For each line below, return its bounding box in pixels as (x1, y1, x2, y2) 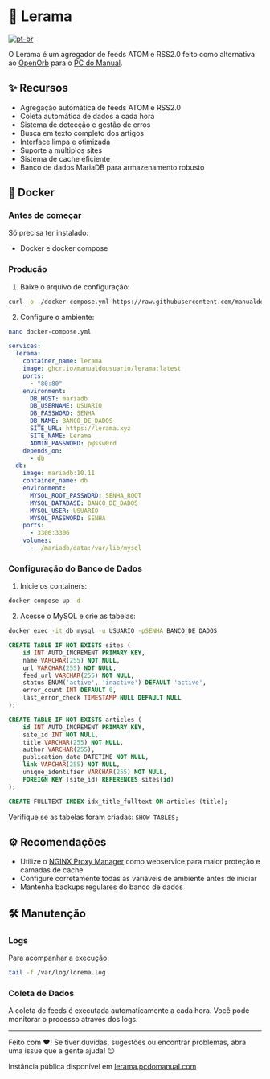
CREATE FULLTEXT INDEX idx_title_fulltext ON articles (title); (8, 798, 228, 806)
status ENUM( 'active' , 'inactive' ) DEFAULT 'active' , (22, 679, 207, 687)
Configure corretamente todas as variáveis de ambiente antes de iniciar (19, 874, 257, 884)
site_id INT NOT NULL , (22, 731, 99, 739)
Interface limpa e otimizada (19, 137, 111, 146)
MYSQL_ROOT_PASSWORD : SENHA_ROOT (29, 491, 142, 499)
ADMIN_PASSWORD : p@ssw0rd (29, 439, 117, 447)
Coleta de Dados (8, 987, 75, 999)
